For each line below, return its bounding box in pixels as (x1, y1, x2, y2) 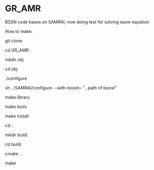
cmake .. (5, 151, 22, 156)
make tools (5, 103, 27, 109)
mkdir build (5, 132, 28, 137)
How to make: (5, 28, 33, 34)
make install (5, 113, 29, 119)
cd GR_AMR (5, 47, 29, 53)
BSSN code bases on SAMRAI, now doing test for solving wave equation (5, 19, 149, 25)
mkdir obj (5, 56, 24, 62)
